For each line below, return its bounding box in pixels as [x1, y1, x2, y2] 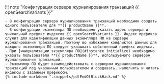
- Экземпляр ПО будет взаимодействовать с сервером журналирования [5, 62, 146, 66]
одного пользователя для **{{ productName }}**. [5, 23, 107, 28]
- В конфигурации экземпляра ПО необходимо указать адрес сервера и [5, 27, 148, 32]
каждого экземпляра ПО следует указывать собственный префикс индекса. [5, 44, 155, 49]
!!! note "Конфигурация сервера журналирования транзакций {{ [5, 4, 139, 10]
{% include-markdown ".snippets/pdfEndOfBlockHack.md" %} [5, 74, 126, 79]
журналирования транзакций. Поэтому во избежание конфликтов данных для [5, 40, 157, 45]
